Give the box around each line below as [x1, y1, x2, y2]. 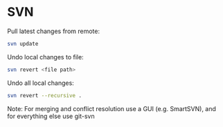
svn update [7, 40, 39, 47]
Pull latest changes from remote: [7, 27, 100, 35]
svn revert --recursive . [7, 92, 82, 99]
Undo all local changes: [7, 79, 74, 87]
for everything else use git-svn [7, 112, 95, 120]
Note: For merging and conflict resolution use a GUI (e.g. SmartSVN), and [7, 104, 217, 113]
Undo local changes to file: [7, 52, 84, 61]
